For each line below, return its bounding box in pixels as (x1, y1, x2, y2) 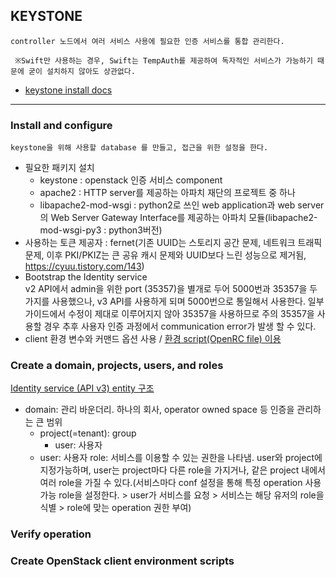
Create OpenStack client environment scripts (10, 554, 235, 568)
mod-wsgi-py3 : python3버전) (39, 224, 163, 236)
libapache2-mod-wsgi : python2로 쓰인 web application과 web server (39, 199, 325, 211)
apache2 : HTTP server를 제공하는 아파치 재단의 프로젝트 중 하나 (39, 187, 296, 199)
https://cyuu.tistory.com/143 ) (24, 260, 145, 273)
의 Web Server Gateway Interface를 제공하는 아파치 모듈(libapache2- (39, 212, 318, 224)
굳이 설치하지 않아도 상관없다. (28, 66, 136, 76)
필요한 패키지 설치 (24, 162, 95, 174)
